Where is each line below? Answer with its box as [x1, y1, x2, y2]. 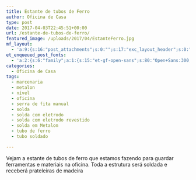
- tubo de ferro [11, 128, 51, 134]
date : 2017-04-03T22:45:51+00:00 [6, 25, 87, 31]
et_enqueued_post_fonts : [6, 52, 66, 58]
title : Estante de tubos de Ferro [6, 8, 90, 15]
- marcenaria [11, 79, 43, 85]
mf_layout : [6, 41, 33, 47]
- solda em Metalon [11, 123, 59, 129]
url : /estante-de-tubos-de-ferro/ [6, 30, 90, 36]
